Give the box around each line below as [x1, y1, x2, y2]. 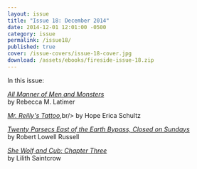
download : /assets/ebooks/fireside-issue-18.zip [7, 57, 154, 64]
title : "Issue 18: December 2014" [7, 17, 110, 24]
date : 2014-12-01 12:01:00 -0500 [7, 23, 107, 31]
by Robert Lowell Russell [7, 132, 80, 141]
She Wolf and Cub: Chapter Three [7, 146, 107, 155]
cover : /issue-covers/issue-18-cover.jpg [7, 50, 132, 58]
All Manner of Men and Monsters [7, 89, 105, 98]
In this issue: [7, 76, 45, 84]
